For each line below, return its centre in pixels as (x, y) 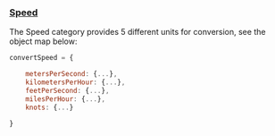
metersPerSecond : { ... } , (71, 74)
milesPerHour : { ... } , (65, 99)
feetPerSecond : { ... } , (67, 90)
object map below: (43, 41)
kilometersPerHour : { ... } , (75, 82)
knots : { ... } (50, 107)
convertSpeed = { (42, 58)
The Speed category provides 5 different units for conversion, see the (137, 32)
